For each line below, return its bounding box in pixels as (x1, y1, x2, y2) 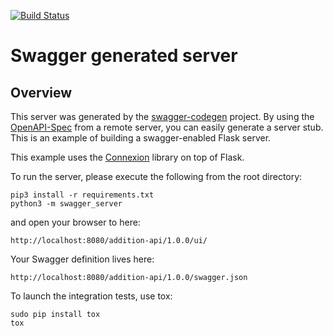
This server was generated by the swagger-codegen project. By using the (10, 111, 315, 122)
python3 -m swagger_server (10, 199, 123, 209)
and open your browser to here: (10, 216, 141, 228)
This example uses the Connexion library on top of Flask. (10, 151, 245, 163)
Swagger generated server (10, 45, 238, 67)
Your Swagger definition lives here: (10, 253, 155, 265)
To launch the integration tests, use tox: (10, 290, 173, 302)
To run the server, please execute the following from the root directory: (10, 171, 303, 182)
